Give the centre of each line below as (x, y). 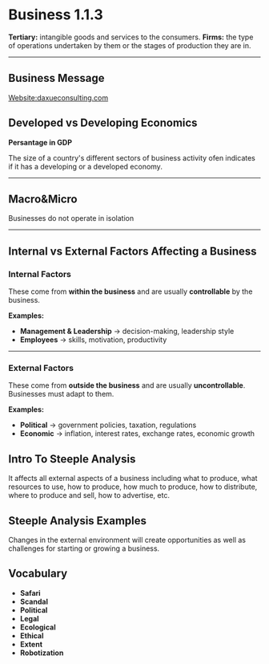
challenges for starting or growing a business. (84, 548)
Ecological (38, 627)
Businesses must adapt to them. (61, 394)
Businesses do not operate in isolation (71, 218)
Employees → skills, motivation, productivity (93, 340)
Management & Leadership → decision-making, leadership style (127, 332)
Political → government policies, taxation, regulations (108, 425)
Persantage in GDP (40, 142)
